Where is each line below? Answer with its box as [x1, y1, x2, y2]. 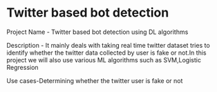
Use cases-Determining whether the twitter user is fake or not [6, 76, 183, 84]
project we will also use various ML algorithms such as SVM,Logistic [6, 55, 202, 64]
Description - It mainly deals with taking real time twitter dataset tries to [6, 41, 210, 49]
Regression [6, 63, 39, 71]
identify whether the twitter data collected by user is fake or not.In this [6, 48, 207, 57]
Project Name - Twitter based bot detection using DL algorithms [6, 28, 189, 36]
